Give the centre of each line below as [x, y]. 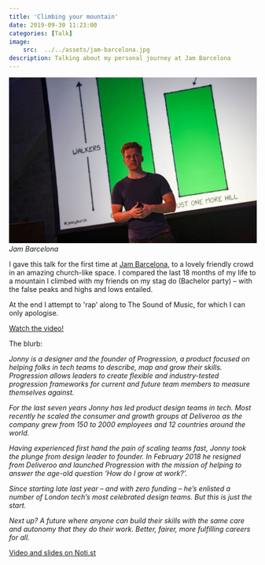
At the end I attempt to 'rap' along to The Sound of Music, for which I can [127, 305]
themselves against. [42, 392]
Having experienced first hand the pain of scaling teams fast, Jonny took [128, 448]
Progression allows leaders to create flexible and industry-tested [114, 376]
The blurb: [26, 343]
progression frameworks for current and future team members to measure [130, 384]
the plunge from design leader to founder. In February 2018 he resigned [125, 456]
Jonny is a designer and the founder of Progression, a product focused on [129, 358]
